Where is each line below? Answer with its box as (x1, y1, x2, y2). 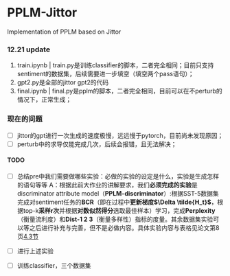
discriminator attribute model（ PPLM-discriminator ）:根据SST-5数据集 (16, 189, 220, 197)
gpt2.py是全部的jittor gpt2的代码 (16, 78, 108, 87)
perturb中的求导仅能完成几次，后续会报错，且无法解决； (16, 139, 177, 148)
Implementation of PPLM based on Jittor (7, 27, 122, 36)
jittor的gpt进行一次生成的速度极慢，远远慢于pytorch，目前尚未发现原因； (16, 131, 224, 139)
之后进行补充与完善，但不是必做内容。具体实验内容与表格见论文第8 (29, 223, 220, 231)
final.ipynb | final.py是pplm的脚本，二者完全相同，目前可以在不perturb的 (16, 87, 223, 95)
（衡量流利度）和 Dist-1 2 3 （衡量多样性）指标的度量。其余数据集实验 (16, 215, 214, 223)
